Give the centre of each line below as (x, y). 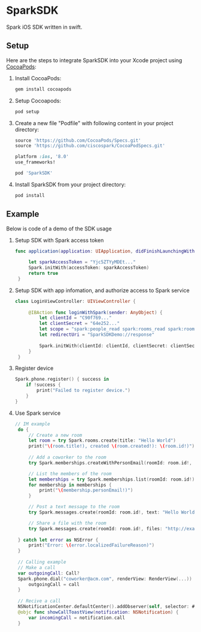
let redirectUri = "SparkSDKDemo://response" (97, 335)
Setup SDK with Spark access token (59, 240)
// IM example (32, 424)
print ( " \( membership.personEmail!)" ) (86, 490)
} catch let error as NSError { (58, 540)
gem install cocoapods (43, 89)
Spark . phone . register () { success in (62, 379)
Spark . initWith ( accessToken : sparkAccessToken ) (89, 268)
